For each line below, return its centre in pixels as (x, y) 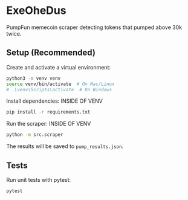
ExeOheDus (36, 11)
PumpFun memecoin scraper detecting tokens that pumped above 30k (94, 27)
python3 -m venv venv (34, 78)
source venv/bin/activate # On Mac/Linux (60, 84)
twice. (14, 33)
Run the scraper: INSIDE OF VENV (49, 124)
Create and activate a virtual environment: (58, 67)
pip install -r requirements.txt (48, 112)
